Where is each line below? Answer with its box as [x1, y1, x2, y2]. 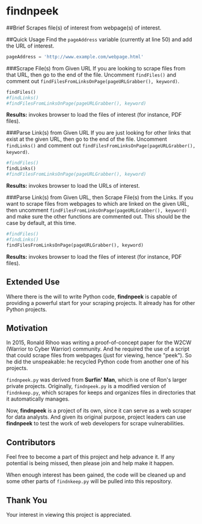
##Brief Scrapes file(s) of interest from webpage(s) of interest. [6, 24, 162, 31]
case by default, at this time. [6, 220, 76, 227]
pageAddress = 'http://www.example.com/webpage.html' [6, 54, 144, 60]
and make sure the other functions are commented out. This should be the [6, 213, 191, 220]
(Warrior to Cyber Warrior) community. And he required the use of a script [6, 345, 190, 353]
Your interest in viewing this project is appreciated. [6, 511, 132, 518]
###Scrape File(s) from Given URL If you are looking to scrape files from [6, 64, 186, 72]
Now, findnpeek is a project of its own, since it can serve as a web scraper [6, 407, 192, 415]
